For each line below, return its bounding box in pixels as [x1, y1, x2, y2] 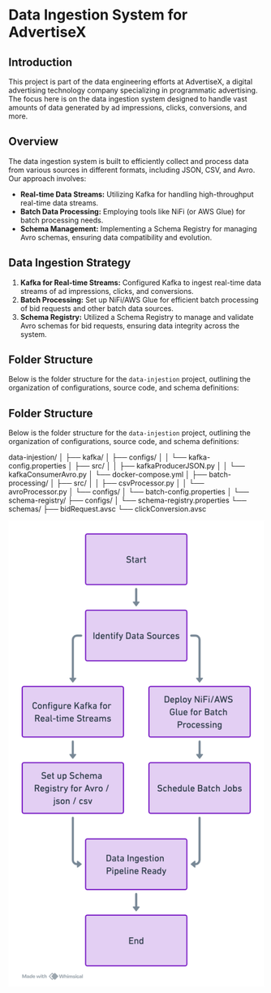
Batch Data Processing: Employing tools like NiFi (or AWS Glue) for [19, 206, 246, 216]
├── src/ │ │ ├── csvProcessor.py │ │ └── [56, 478, 204, 488]
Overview [8, 135, 59, 149]
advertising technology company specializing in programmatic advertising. [8, 85, 258, 95]
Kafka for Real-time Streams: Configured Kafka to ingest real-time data [19, 278, 262, 287]
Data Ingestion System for [8, 6, 188, 24]
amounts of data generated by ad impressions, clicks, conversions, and [8, 103, 247, 112]
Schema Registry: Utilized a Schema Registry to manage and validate [19, 312, 254, 322]
